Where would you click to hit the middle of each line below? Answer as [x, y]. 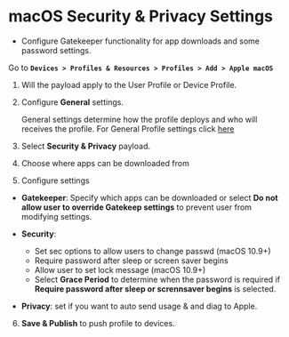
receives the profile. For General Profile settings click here [128, 128]
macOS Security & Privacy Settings [140, 16]
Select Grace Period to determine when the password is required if [157, 279]
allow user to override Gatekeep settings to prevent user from [136, 207]
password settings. [56, 50]
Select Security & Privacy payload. [85, 146]
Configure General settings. [72, 102]
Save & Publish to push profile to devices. [98, 323]
